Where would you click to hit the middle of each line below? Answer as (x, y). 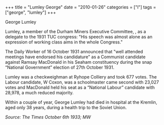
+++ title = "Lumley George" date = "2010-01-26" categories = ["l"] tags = (81, 7)
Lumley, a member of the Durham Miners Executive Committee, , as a (76, 31)
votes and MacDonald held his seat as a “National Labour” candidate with (80, 87)
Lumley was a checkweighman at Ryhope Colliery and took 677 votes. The (81, 77)
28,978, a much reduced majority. (40, 93)
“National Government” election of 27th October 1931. (60, 67)
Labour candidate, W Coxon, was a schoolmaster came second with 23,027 (82, 82)
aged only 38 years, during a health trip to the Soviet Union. (66, 107)
